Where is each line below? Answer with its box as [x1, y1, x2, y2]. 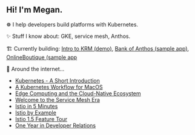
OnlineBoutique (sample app [6, 54, 78, 61]
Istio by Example [15, 108, 56, 116]
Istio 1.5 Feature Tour [15, 115, 68, 122]
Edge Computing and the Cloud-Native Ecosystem [15, 90, 141, 97]
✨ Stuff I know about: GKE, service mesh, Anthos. [6, 33, 131, 40]
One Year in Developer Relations [15, 122, 96, 129]
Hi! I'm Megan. [6, 5, 63, 15]
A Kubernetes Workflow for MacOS [15, 83, 103, 90]
